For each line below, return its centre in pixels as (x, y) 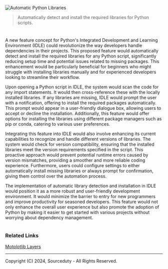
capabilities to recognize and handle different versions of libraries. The (78, 139)
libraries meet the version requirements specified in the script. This (74, 150)
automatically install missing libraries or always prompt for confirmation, (79, 171)
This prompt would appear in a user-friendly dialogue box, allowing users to (83, 108)
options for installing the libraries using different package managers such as (83, 119)
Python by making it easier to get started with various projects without (77, 213)
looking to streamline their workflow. (42, 77)
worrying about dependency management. (49, 218)
